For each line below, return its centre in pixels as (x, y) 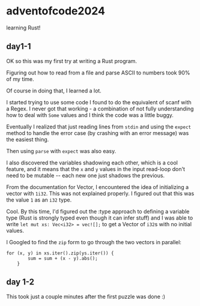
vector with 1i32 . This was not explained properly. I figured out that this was (100, 193)
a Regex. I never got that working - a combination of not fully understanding (100, 109)
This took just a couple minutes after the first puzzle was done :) (86, 296)
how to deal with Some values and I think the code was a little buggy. (90, 115)
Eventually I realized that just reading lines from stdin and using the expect (98, 127)
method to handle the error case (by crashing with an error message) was (98, 133)
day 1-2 (20, 282)
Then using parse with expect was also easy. (61, 151)
